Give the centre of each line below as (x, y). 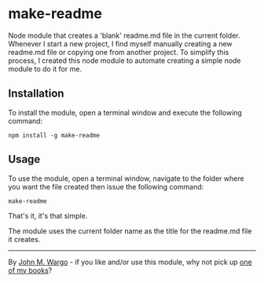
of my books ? (30, 270)
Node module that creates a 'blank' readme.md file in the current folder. (124, 35)
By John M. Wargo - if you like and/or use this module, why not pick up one (130, 262)
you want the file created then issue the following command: (106, 186)
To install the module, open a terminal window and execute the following (125, 112)
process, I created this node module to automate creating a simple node (125, 61)
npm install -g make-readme (54, 135)
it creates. (24, 239)
